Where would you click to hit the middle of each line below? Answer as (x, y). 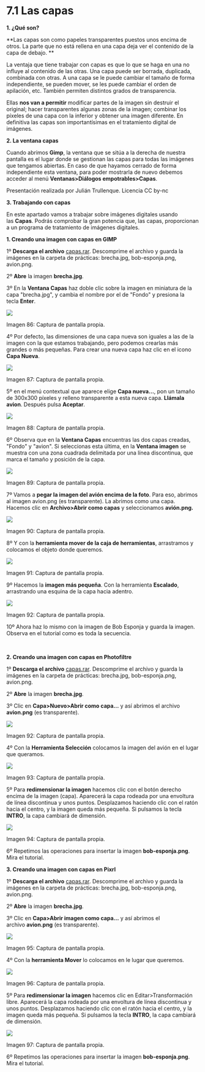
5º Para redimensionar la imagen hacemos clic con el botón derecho (94, 789)
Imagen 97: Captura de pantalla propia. (55, 1044)
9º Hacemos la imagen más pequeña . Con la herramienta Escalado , (93, 585)
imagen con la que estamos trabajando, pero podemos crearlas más (92, 343)
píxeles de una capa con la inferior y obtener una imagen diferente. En (95, 115)
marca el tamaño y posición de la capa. (56, 459)
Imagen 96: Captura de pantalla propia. (56, 983)
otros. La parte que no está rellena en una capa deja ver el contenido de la (100, 46)
